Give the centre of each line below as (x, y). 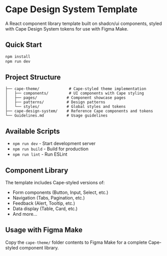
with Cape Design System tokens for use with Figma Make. (67, 29)
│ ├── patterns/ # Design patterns (55, 102)
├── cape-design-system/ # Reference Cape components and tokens (79, 111)
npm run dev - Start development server (54, 144)
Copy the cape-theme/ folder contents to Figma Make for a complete (76, 242)
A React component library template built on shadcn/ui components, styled (84, 23)
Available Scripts (32, 131)
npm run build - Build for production (51, 149)
